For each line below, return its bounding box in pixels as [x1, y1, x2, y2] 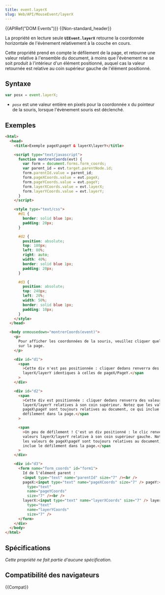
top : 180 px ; [23, 243, 48, 248]
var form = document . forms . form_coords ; [23, 161, 107, 166]
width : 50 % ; [23, 298, 48, 303]
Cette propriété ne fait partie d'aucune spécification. [5, 557, 112, 562]
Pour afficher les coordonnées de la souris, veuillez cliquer [18, 339, 151, 344]
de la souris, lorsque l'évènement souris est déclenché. [12, 107, 124, 113]
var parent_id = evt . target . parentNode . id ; [23, 166, 113, 171]
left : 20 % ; [23, 294, 45, 298]
